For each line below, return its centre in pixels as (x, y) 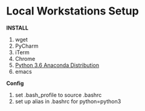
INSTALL (18, 28)
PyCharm (27, 46)
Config (15, 83)
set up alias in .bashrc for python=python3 (68, 101)
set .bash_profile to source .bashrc (58, 95)
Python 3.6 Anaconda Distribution (57, 65)
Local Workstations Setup (72, 11)
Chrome (25, 59)
